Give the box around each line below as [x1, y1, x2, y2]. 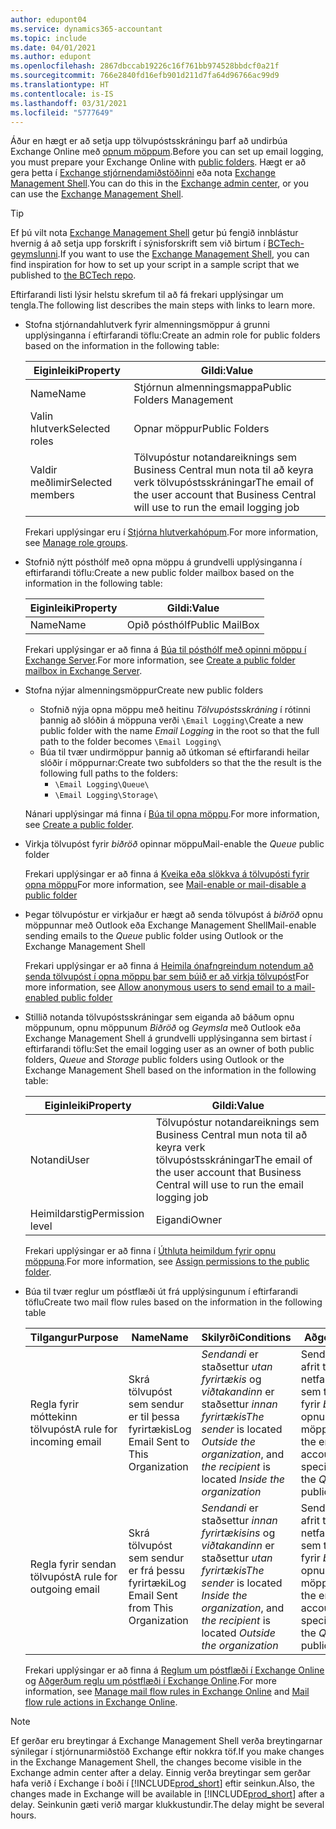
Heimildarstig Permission [29, 1207, 145, 1221]
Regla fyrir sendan [29, 1557, 117, 1571]
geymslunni [10, 248, 58, 260]
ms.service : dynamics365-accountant [10, 24, 163, 34]
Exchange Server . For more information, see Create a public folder [24, 654, 296, 666]
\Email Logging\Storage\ [54, 791, 159, 801]
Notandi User [29, 1153, 90, 1167]
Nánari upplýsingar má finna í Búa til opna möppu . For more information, [24, 808, 320, 820]
